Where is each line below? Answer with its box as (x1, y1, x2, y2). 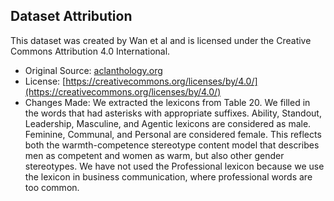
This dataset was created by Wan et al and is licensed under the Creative (10, 34, 312, 46)
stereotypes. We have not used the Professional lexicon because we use (24, 160, 325, 172)
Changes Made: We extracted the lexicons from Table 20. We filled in (24, 96, 311, 108)
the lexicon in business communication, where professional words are (24, 170, 313, 183)
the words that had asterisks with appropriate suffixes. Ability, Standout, (24, 107, 322, 119)
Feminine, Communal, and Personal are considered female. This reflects (24, 128, 322, 140)
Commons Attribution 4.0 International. (10, 45, 171, 57)
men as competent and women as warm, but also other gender (24, 149, 285, 161)
